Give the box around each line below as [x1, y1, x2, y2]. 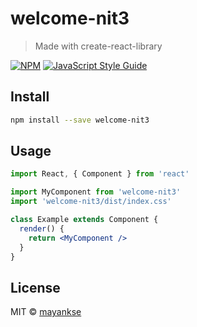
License [10, 279, 61, 296]
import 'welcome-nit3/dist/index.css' [10, 197, 172, 207]
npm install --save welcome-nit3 [10, 115, 150, 125]
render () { [19, 223, 65, 234]
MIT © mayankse [10, 306, 82, 318]
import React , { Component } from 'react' [10, 169, 190, 179]
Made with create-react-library [34, 40, 163, 52]
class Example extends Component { [10, 215, 159, 225]
